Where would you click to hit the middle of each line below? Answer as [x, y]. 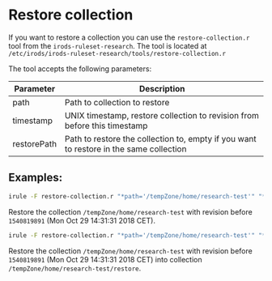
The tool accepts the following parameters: [80, 68]
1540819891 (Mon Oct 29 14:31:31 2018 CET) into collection [105, 259]
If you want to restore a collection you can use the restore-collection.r [129, 37]
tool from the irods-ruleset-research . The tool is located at [108, 45]
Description [162, 88]
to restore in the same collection [125, 149]
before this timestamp [106, 126]
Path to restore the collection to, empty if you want [160, 138]
